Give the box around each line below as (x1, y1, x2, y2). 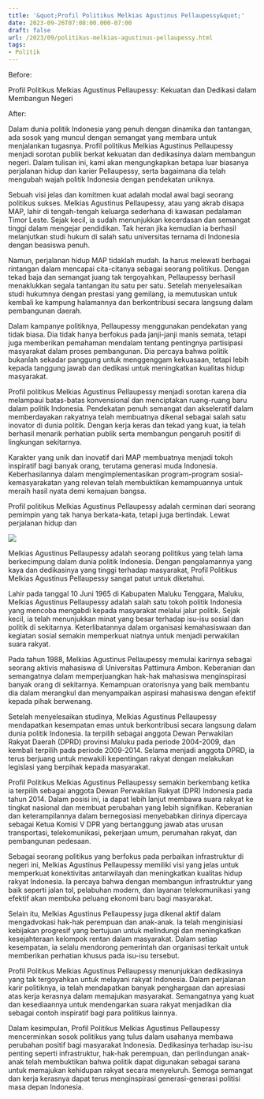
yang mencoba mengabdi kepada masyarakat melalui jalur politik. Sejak (8, 606, 240, 615)
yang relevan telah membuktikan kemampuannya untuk (63, 478, 243, 487)
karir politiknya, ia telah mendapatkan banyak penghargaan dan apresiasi (8, 983, 246, 992)
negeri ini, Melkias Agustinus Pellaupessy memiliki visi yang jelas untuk (8, 860, 239, 869)
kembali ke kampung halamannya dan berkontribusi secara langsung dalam (8, 298, 254, 307)
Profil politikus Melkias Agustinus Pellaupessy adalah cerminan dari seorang (8, 502, 256, 510)
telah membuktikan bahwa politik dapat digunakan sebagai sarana (25, 1057, 240, 1067)
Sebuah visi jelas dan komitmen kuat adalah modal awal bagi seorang (8, 190, 234, 199)
